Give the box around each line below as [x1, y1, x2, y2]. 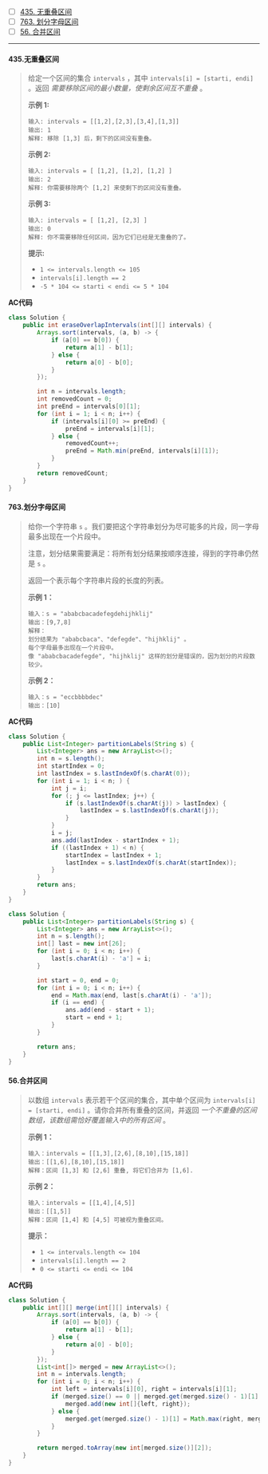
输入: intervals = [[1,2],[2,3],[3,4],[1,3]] [27, 118, 179, 126]
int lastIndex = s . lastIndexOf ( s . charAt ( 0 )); [37, 769, 191, 778]
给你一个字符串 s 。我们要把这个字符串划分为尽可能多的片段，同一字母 [27, 521, 259, 531]
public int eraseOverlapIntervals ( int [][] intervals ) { [22, 322, 213, 330]
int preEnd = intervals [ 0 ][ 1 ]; [37, 402, 141, 411]
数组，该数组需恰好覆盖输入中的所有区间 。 [27, 1115, 170, 1124]
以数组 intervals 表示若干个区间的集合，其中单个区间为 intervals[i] [27, 1095, 256, 1105]
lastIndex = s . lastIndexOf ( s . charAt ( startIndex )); [65, 859, 238, 867]
